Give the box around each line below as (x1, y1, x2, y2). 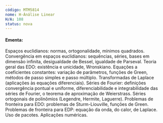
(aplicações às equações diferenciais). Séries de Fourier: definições (5, 80, 146, 86)
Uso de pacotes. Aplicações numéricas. (5, 112, 88, 118)
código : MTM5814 (5, 7, 39, 13)
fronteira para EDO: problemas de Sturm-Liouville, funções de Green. (5, 101, 149, 107)
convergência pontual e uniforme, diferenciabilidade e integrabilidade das (5, 85, 158, 91)
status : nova (5, 21, 33, 27)
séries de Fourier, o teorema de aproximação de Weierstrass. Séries (5, 91, 146, 97)
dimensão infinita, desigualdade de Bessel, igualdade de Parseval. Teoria (5, 59, 157, 65)
